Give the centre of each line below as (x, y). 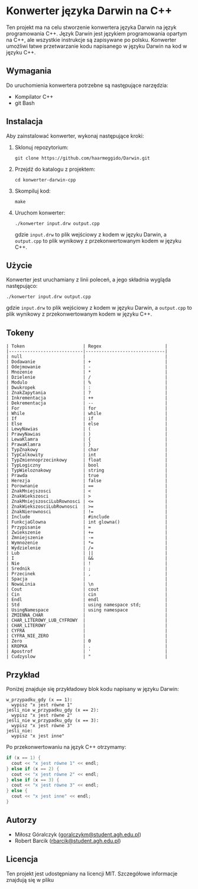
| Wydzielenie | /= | (87, 548)
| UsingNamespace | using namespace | (87, 610)
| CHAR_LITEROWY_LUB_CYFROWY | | (87, 621)
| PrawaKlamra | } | (87, 444)
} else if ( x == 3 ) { (33, 780)
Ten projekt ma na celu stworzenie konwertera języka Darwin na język (91, 27)
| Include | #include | (87, 517)
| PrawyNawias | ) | (87, 434)
